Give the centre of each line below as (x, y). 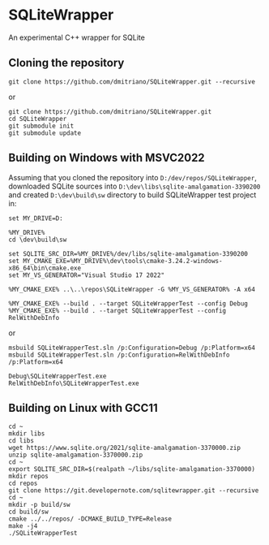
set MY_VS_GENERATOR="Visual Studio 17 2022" (86, 275)
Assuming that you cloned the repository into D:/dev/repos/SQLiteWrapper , (132, 177)
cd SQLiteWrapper (38, 119)
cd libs (21, 441)
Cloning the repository (66, 63)
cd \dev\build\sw (38, 240)
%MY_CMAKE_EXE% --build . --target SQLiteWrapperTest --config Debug (128, 303)
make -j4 (23, 526)
